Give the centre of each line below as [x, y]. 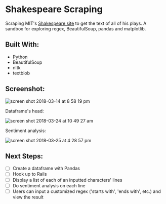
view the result [28, 197]
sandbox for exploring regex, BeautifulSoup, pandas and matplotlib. [76, 28]
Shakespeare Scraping [54, 9]
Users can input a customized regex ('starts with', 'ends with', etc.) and [87, 191]
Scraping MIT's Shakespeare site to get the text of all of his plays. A [76, 23]
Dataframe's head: [25, 111]
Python [20, 57]
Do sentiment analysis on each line [49, 185]
